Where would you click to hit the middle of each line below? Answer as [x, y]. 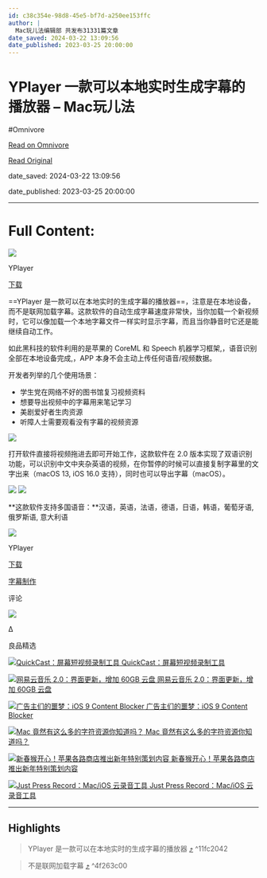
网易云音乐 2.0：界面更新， [201, 679]
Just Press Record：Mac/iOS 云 [202, 785]
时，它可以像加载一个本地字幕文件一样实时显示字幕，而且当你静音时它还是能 [133, 321]
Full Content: [52, 231]
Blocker [21, 715]
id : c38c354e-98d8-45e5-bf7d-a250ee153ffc [79, 16]
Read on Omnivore [39, 145]
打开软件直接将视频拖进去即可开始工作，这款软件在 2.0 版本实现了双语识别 [130, 454]
